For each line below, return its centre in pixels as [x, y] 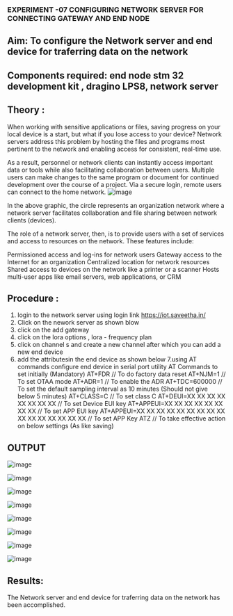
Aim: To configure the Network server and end [110, 41]
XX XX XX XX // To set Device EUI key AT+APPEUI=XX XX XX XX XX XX [120, 404]
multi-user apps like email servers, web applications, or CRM [94, 277]
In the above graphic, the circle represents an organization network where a [116, 205]
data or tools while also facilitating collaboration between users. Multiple [111, 170]
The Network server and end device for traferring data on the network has [114, 597]
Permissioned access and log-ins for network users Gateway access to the [115, 254]
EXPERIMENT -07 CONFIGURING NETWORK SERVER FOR [105, 10]
